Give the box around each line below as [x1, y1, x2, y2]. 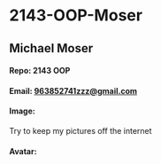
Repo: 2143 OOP [9, 66, 71, 76]
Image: [9, 105, 35, 116]
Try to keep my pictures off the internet [9, 125, 152, 136]
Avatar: [9, 145, 37, 156]
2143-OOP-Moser [9, 5, 143, 26]
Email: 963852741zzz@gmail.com [9, 85, 138, 96]
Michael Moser [9, 41, 94, 56]
